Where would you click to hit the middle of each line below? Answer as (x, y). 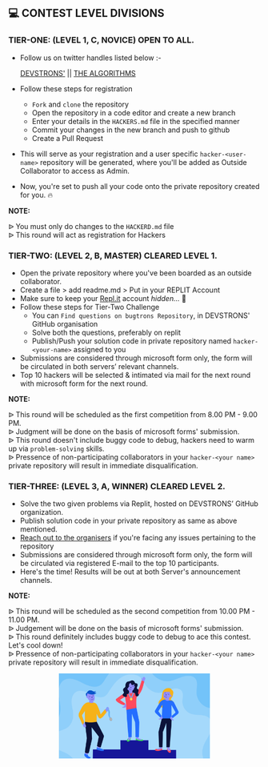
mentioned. (38, 529)
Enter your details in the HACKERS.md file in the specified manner (136, 121)
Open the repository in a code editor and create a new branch (134, 112)
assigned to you (100, 349)
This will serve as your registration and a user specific (109, 154)
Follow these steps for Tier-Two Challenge (90, 307)
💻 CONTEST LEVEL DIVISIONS (86, 13)
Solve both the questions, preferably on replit (106, 332)
